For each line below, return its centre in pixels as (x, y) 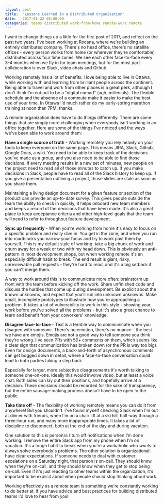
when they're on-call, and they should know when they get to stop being (78, 466)
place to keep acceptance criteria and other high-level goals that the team (79, 214)
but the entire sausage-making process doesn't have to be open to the (76, 391)
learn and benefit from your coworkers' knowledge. (57, 315)
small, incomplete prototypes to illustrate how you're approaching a (72, 300)
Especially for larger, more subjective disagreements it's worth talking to (77, 370)
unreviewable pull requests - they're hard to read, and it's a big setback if (78, 265)
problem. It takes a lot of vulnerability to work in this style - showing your (78, 305)
